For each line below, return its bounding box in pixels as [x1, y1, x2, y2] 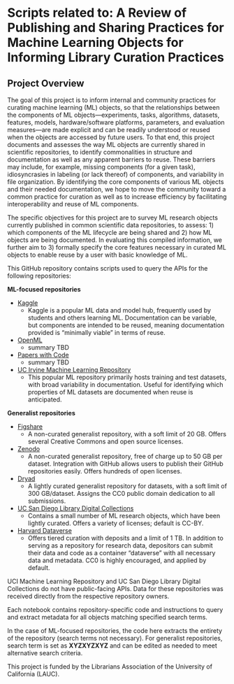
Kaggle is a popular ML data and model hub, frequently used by [27, 306, 212, 314]
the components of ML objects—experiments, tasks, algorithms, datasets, [7, 111, 220, 119]
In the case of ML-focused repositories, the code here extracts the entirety [7, 627, 222, 634]
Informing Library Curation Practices [7, 50, 225, 66]
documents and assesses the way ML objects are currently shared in [7, 141, 206, 148]
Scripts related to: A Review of [7, 5, 187, 21]
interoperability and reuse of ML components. [7, 200, 139, 208]
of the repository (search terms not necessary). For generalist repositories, [7, 634, 223, 642]
